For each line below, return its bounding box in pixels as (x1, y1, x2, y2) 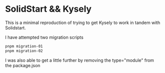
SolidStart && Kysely (5, 3, 92, 15)
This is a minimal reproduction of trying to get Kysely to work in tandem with (5, 20, 161, 25)
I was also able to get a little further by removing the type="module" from (5, 57, 154, 63)
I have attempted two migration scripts (5, 34, 84, 40)
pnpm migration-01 (5, 44, 43, 49)
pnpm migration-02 (5, 48, 43, 53)
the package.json (5, 62, 41, 68)
